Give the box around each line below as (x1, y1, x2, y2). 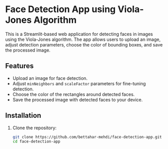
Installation (5, 111, 41, 120)
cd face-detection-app (12, 139, 61, 144)
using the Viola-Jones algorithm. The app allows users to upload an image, (5, 36, 161, 42)
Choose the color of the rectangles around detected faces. (12, 91, 135, 97)
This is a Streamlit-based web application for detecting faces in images (5, 31, 153, 37)
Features (5, 62, 34, 70)
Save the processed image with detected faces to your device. (12, 96, 143, 103)
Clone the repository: (12, 125, 57, 131)
